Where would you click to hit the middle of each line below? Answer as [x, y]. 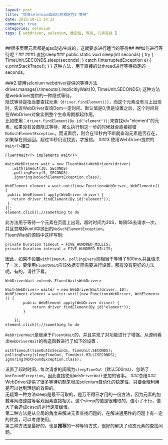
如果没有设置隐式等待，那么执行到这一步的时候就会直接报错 [75, 127]
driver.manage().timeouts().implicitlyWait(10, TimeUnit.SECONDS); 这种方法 [83, 89]
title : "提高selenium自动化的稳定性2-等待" [47, 15]
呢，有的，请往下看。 [27, 271]
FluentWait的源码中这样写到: [34, 235]
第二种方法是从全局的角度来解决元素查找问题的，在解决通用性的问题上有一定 [84, 413]
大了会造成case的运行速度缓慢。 [39, 407]
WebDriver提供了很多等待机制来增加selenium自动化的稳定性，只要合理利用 [82, 382]
